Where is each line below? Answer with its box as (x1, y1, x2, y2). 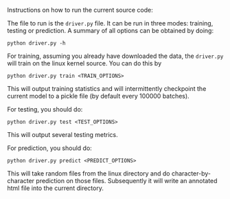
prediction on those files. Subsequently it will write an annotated (36, 177, 218, 185)
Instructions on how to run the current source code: (7, 6, 153, 14)
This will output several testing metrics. (7, 131, 118, 138)
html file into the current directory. (7, 184, 104, 192)
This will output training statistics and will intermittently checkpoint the (7, 85, 207, 92)
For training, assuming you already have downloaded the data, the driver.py (7, 52, 224, 60)
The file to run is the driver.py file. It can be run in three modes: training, (7, 19, 214, 27)
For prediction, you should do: (7, 144, 93, 152)
